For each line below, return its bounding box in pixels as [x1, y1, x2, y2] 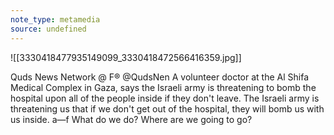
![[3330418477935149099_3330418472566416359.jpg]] [10, 51, 242, 63]
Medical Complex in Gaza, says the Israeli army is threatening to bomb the [10, 81, 317, 93]
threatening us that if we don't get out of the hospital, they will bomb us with [10, 102, 325, 115]
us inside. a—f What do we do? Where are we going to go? [10, 113, 253, 125]
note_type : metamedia [10, 14, 101, 25]
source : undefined [10, 24, 87, 34]
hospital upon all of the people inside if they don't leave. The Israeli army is [10, 92, 320, 104]
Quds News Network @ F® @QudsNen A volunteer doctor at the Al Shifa [10, 71, 310, 83]
